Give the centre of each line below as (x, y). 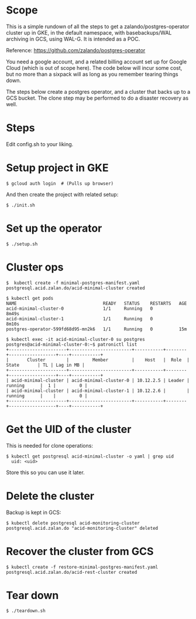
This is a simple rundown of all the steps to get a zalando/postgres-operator (98, 26)
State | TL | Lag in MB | (45, 365)
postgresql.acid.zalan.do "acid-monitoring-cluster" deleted (82, 528)
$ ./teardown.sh (26, 611)
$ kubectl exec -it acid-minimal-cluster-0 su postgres (75, 339)
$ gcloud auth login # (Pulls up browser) (60, 183)
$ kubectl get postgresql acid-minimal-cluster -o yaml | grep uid (90, 456)
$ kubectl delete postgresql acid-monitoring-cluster (73, 523)
